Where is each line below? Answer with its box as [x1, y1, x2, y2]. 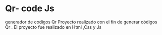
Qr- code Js [5, 3, 54, 14]
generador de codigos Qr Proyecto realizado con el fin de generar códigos [5, 19, 158, 25]
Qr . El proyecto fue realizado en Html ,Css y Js [5, 24, 102, 30]
